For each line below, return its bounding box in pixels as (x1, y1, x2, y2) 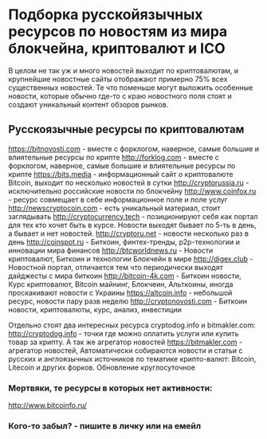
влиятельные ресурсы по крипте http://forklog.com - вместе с (8, 152, 219, 162)
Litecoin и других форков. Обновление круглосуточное (8, 363, 195, 372)
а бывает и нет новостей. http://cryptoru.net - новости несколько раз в (8, 229, 249, 238)
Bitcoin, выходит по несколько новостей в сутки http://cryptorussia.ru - (8, 178, 249, 187)
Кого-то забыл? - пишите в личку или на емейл (8, 420, 202, 431)
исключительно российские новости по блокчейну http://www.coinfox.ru (8, 186, 257, 196)
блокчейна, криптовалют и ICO (8, 40, 226, 57)
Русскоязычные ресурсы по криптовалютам (8, 123, 245, 136)
